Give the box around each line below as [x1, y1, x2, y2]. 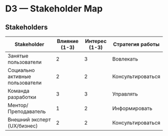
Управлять [112, 90, 138, 97]
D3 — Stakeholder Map [5, 3, 103, 14]
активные [7, 73, 31, 80]
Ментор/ [7, 102, 28, 108]
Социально [7, 67, 35, 73]
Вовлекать [112, 55, 138, 62]
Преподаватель [7, 108, 46, 115]
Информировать [112, 105, 152, 111]
